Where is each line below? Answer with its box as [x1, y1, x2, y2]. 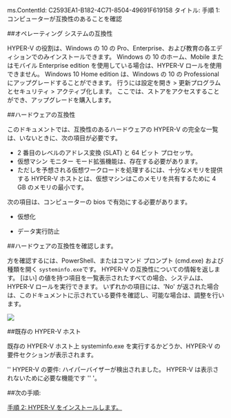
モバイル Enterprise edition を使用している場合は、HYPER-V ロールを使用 [12, 61, 222, 69]
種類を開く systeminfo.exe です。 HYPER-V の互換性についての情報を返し [7, 265, 214, 273]
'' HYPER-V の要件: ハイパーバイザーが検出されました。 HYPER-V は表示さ [7, 365, 219, 373]
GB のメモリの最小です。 [17, 183, 88, 191]
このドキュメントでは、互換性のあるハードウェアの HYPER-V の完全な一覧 [7, 125, 219, 133]
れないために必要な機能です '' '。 [7, 374, 101, 382]
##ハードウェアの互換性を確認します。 [7, 242, 117, 250]
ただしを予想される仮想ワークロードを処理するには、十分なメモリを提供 [17, 166, 223, 174]
